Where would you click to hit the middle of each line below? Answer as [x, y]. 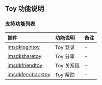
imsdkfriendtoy [25, 65]
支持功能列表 [20, 24]
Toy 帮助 [65, 75]
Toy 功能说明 [25, 9]
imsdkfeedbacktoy [29, 74]
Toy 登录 [65, 47]
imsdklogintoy [24, 47]
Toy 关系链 [67, 65]
